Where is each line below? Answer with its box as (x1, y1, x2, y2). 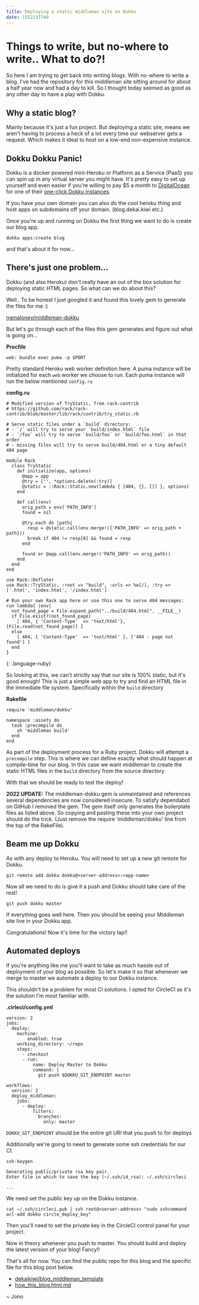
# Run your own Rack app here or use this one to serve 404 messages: (6, 597, 184, 603)
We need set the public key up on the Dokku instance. (6, 1195, 138, 1202)
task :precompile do (11, 722, 62, 728)
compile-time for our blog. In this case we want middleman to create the (6, 761, 182, 768)
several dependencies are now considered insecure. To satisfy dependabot (6, 797, 191, 804)
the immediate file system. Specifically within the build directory (6, 684, 164, 691)
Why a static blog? (6, 108, 76, 118)
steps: (17, 1046, 33, 1052)
